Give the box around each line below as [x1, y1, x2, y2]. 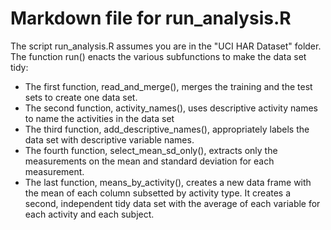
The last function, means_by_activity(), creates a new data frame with [24, 176, 312, 188]
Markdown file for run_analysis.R [10, 7, 292, 30]
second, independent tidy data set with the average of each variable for [24, 197, 321, 209]
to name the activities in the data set [24, 112, 175, 124]
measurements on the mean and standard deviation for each [24, 155, 275, 167]
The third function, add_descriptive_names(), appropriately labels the [24, 123, 310, 135]
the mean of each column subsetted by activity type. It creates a [24, 187, 292, 199]
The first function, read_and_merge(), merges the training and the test [24, 80, 313, 92]
